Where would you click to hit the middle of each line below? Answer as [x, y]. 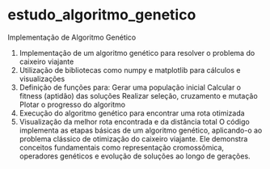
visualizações [42, 78]
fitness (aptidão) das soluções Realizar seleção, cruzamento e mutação [138, 95]
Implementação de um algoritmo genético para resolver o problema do [137, 53]
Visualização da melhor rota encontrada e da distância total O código [134, 121]
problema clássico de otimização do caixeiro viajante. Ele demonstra [133, 138]
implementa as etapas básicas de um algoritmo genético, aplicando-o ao [141, 130]
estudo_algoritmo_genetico [102, 15]
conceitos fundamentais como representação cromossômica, [121, 147]
